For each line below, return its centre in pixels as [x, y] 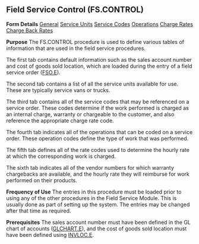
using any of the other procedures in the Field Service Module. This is [91, 198]
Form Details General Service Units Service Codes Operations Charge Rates [99, 24]
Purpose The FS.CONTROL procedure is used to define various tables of [95, 42]
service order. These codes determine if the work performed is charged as [97, 108]
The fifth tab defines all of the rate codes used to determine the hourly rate [98, 150]
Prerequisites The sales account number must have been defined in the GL [99, 222]
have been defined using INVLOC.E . [50, 235]
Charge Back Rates [30, 30]
